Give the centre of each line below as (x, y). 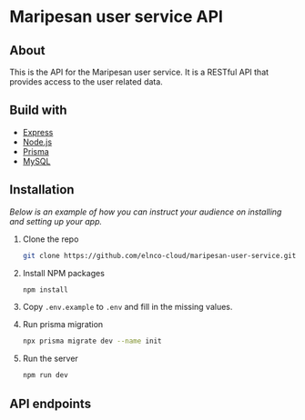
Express (38, 132)
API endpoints (51, 403)
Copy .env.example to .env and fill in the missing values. (127, 307)
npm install (45, 290)
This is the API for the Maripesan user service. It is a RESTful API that (139, 72)
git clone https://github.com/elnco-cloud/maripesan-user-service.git (159, 255)
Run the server (51, 359)
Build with (38, 110)
